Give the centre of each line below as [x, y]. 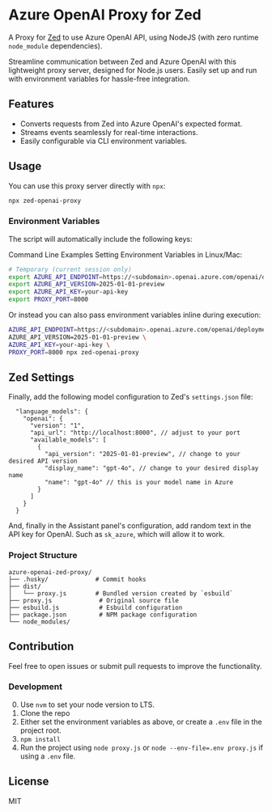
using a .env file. [48, 756]
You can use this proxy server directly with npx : [87, 186]
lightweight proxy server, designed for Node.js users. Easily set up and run [133, 70]
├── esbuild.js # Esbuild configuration [96, 607]
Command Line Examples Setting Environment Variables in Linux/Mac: [125, 254]
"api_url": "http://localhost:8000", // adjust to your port [135, 433]
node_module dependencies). [55, 45]
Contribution [41, 647]
